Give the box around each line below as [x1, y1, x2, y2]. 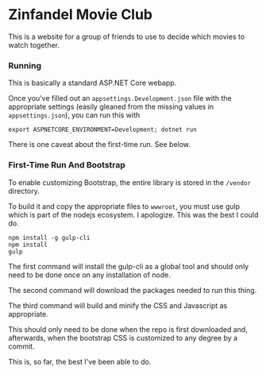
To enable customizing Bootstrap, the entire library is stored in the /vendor [8, 177, 252, 187]
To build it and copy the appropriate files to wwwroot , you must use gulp [8, 201, 241, 211]
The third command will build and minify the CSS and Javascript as [8, 300, 228, 310]
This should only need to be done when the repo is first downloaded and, [8, 324, 248, 334]
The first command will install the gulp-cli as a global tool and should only [8, 261, 249, 271]
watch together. [8, 40, 60, 49]
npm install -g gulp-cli [8, 233, 91, 241]
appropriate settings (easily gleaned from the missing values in [8, 102, 214, 112]
